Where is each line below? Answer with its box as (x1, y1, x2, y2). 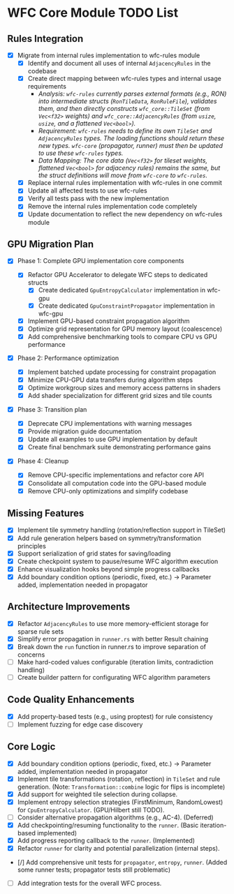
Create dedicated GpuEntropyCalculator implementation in (38, 286, 206, 295)
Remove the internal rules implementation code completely (27, 202, 198, 211)
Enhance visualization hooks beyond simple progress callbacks (17, 565, 200, 573)
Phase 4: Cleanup (17, 457, 69, 465)
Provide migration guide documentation (27, 427, 142, 435)
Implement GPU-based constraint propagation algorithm (27, 316, 190, 325)
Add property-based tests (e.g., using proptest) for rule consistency (17, 712, 213, 720)
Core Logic (7, 741, 56, 753)
